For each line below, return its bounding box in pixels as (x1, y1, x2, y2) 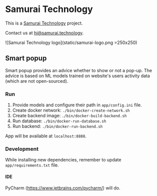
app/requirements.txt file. (5, 162, 59, 168)
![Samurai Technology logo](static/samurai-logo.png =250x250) (5, 39, 137, 46)
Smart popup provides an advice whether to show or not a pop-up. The (5, 67, 152, 73)
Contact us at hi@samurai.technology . (5, 30, 84, 36)
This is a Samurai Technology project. (5, 20, 83, 26)
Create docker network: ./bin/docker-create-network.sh (12, 107, 130, 113)
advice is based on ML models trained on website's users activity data (5, 73, 150, 79)
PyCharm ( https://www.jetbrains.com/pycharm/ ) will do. (5, 184, 120, 191)
